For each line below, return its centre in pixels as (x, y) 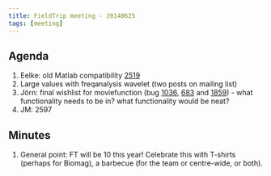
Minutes (30, 135)
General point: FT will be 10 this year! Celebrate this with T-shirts (128, 155)
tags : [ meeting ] (36, 23)
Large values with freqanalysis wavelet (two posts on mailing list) (129, 84)
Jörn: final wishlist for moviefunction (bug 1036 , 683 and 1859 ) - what (136, 93)
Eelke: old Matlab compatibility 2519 (80, 75)
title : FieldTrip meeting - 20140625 (72, 16)
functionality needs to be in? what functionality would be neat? (125, 101)
